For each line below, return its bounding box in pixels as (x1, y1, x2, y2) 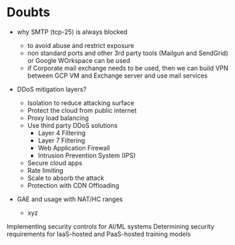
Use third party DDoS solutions (27, 121, 118, 129)
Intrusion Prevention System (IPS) (37, 151, 136, 160)
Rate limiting (27, 166, 64, 174)
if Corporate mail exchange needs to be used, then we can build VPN (27, 64, 229, 72)
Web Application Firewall (37, 143, 111, 152)
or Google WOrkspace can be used (27, 56, 131, 64)
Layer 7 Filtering (37, 136, 85, 145)
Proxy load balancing (27, 114, 89, 122)
